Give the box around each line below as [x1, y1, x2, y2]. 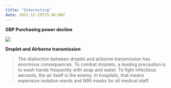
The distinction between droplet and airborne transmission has [17, 56, 151, 62]
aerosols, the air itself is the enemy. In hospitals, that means [17, 72, 144, 78]
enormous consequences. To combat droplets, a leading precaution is [17, 61, 166, 67]
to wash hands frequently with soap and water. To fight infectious [17, 67, 157, 73]
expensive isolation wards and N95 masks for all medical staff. [17, 77, 150, 83]
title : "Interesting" [5, 7, 52, 13]
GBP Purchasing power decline [5, 26, 73, 32]
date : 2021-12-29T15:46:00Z [5, 12, 66, 17]
